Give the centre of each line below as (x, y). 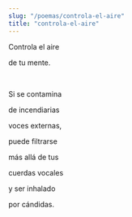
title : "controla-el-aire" (54, 24)
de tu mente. (30, 63)
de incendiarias (34, 110)
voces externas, (35, 125)
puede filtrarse (33, 141)
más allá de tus (34, 157)
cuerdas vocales (36, 172)
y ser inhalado (32, 189)
